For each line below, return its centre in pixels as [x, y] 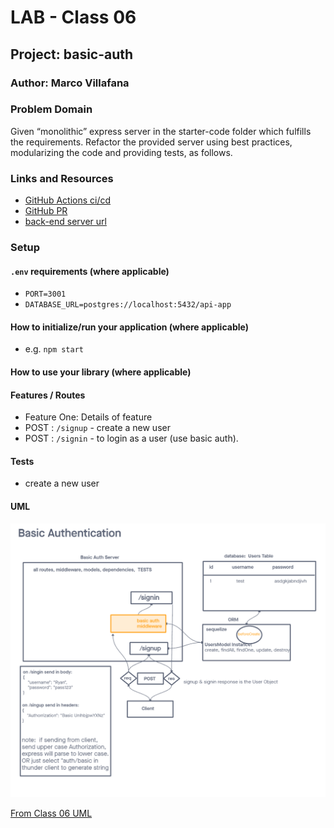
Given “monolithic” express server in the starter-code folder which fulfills [161, 131]
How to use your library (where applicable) [101, 372]
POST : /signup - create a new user [97, 428]
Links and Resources [62, 178]
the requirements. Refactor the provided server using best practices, [151, 142]
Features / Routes [48, 395]
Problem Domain [51, 109]
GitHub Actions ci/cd [68, 200]
